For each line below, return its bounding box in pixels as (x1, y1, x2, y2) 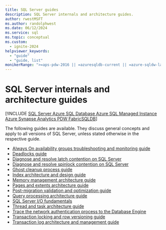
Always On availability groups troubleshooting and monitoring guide (12, 145, 151, 151)
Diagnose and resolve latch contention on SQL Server (12, 156, 122, 162)
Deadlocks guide (12, 151, 47, 157)
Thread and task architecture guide (12, 203, 84, 209)
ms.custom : (5, 40, 28, 45)
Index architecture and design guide (12, 172, 86, 178)
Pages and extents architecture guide (12, 183, 89, 188)
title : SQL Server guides (5, 7, 58, 12)
